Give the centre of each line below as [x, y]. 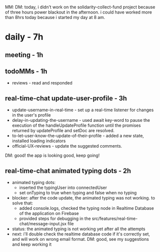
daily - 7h [24, 37]
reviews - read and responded [42, 83]
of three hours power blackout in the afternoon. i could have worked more [79, 12]
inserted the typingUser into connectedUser [63, 188]
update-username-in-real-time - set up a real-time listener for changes [83, 110]
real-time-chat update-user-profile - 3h [66, 98]
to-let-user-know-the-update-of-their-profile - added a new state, [78, 136]
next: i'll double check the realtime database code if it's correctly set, [81, 234]
